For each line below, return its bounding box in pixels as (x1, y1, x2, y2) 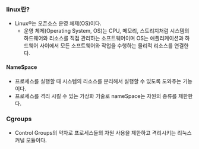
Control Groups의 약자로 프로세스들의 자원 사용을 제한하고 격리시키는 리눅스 (14, 129, 192, 136)
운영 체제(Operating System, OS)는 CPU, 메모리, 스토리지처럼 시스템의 (23, 27, 189, 34)
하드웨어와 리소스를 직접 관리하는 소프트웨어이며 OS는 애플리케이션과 (23, 34, 184, 42)
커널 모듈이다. (14, 137, 48, 144)
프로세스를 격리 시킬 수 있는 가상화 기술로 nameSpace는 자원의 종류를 (14, 92, 177, 99)
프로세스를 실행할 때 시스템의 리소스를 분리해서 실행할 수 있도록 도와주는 (14, 77, 182, 84)
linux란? (6, 5, 30, 13)
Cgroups (6, 115, 32, 123)
